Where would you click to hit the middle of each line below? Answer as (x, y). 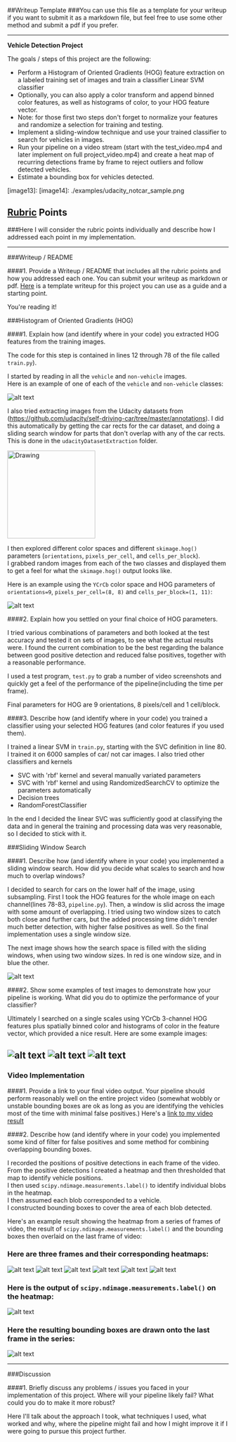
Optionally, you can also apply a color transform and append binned (116, 95)
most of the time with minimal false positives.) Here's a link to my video (110, 1113)
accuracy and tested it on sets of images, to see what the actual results (111, 640)
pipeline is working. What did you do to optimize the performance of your (113, 997)
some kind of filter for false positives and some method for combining (108, 1141)
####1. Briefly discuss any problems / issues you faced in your (98, 1388)
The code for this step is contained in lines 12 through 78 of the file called (113, 355)
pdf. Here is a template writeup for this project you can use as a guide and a (117, 286)
